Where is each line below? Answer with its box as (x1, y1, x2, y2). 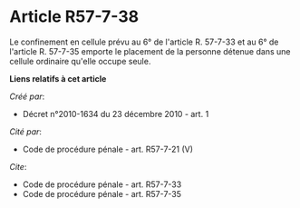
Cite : (9, 161, 27, 172)
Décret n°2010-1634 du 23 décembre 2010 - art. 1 (22, 108, 209, 119)
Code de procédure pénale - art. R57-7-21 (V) (22, 144, 193, 154)
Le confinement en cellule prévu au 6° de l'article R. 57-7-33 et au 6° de (9, 36, 279, 47)
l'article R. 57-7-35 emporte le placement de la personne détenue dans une (9, 45, 291, 56)
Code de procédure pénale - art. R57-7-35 (22, 188, 182, 199)
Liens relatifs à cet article (9, 73, 107, 84)
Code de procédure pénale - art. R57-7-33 (22, 179, 182, 190)
